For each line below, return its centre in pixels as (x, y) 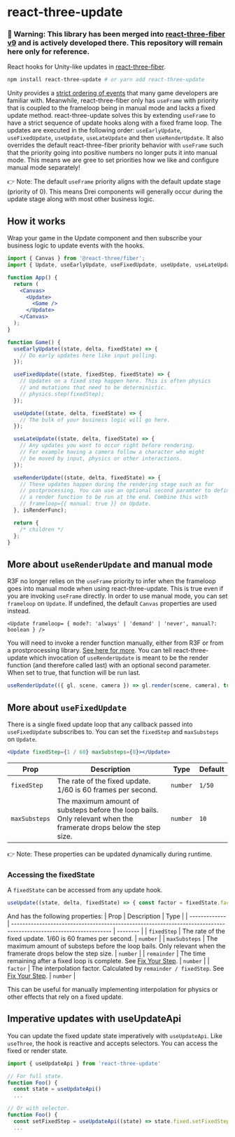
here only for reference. (49, 52)
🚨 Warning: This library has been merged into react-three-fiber (116, 34)
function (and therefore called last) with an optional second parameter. (109, 665)
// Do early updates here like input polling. (89, 355)
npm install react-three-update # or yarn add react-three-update (106, 80)
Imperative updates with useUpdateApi (94, 1019)
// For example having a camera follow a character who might (112, 452)
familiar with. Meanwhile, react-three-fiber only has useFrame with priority (113, 101)
